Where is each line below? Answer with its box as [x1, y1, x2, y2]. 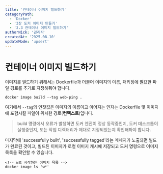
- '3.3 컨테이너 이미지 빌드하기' [9, 25, 69, 30]
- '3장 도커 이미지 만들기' [9, 21, 58, 26]
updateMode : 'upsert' [5, 39, 50, 44]
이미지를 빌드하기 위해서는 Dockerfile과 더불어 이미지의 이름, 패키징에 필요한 [5, 79, 152, 85]
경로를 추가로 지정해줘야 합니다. [10, 85, 71, 91]
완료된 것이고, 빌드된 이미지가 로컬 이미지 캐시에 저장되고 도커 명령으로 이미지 [10, 143, 159, 149]
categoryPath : [5, 12, 34, 17]
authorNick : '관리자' [5, 30, 47, 35]
